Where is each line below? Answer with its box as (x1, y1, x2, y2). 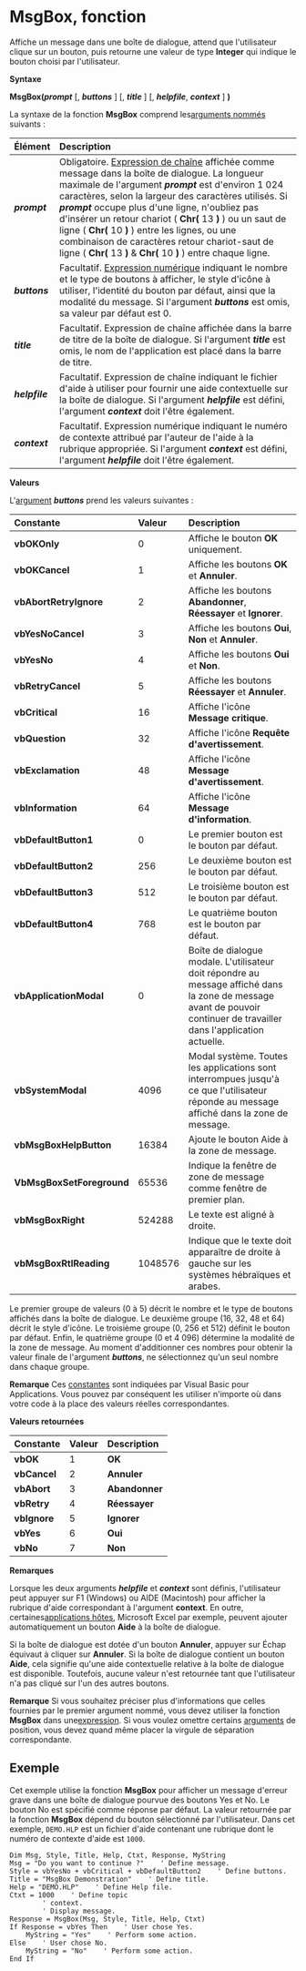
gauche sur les (188, 1257, 252, 1270)
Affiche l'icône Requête (188, 726, 290, 739)
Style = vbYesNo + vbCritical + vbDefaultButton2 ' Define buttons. (9, 1866, 287, 1875)
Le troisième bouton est (188, 880, 290, 893)
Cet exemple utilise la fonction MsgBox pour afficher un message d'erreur (9, 1784, 289, 1795)
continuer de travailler (188, 1012, 282, 1025)
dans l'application (188, 1023, 264, 1036)
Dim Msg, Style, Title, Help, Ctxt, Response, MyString (9, 1851, 226, 1860)
